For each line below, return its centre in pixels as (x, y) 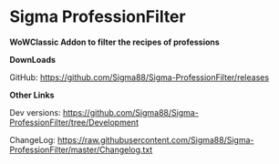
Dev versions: (35, 112)
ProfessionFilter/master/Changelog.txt (81, 149)
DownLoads (33, 59)
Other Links (32, 95)
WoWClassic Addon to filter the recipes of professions (115, 42)
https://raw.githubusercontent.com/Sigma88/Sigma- (156, 139)
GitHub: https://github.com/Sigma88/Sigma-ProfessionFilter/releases (139, 77)
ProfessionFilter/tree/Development (74, 122)
